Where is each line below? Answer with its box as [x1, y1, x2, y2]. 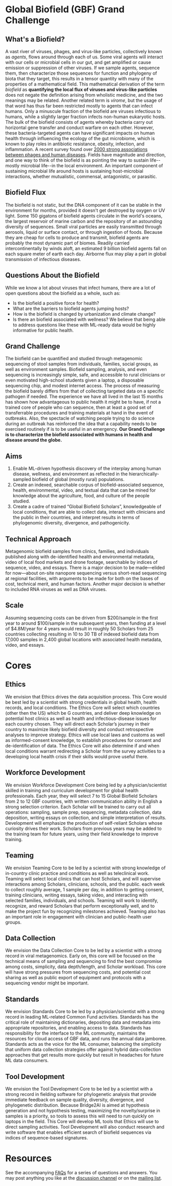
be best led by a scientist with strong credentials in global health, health [5, 699, 157, 705]
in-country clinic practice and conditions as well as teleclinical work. [5, 870, 149, 876]
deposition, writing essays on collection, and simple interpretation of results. [5, 815, 166, 821]
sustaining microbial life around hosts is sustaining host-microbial [5, 168, 143, 174]
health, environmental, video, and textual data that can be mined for [12, 487, 156, 493]
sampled [12, 476, 32, 482]
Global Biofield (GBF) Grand [5, 4, 125, 15]
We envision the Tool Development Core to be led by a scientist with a [5, 1086, 153, 1092]
